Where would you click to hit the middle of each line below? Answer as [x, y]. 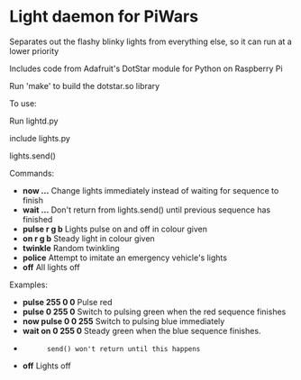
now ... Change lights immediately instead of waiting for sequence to [150, 190]
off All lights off [51, 267]
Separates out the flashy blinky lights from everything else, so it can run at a [151, 41]
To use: [23, 103]
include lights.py [40, 138]
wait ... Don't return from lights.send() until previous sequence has [146, 210]
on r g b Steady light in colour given [88, 238]
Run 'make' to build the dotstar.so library [85, 86]
